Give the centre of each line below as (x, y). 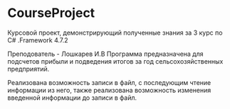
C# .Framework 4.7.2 (38, 40)
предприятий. (28, 69)
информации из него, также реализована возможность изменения (109, 90)
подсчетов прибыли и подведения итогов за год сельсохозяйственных (115, 61)
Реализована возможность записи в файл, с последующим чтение (109, 82)
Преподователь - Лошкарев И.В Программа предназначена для (106, 54)
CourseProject (51, 13)
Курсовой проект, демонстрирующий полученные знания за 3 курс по (115, 33)
